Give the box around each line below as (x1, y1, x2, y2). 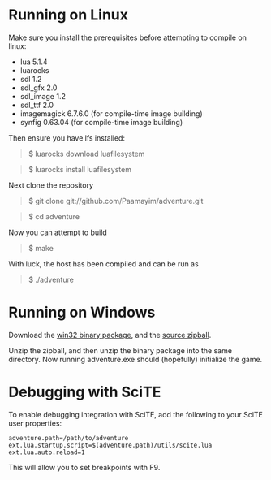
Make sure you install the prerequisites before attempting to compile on (8, 32, 247, 42)
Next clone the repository (8, 180, 94, 190)
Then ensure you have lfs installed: (8, 132, 126, 143)
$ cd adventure (28, 211, 80, 221)
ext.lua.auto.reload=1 (8, 448, 85, 456)
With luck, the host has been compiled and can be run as (8, 258, 199, 269)
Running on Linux (8, 6, 128, 24)
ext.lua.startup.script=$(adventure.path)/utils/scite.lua (8, 441, 213, 449)
